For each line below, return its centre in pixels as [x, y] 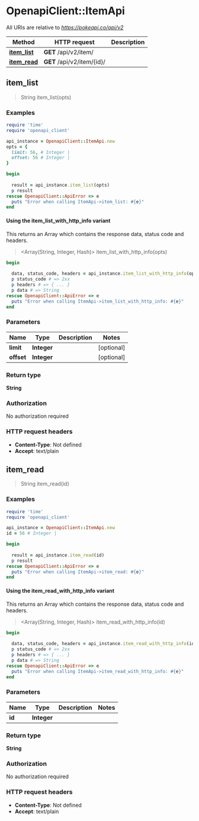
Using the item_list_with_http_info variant [58, 221]
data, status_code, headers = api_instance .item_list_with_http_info [99, 274]
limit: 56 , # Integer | [41, 152]
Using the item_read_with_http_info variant [60, 590]
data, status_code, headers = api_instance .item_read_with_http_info [99, 644]
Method [23, 42]
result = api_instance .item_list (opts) [61, 185]
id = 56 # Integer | [32, 533]
